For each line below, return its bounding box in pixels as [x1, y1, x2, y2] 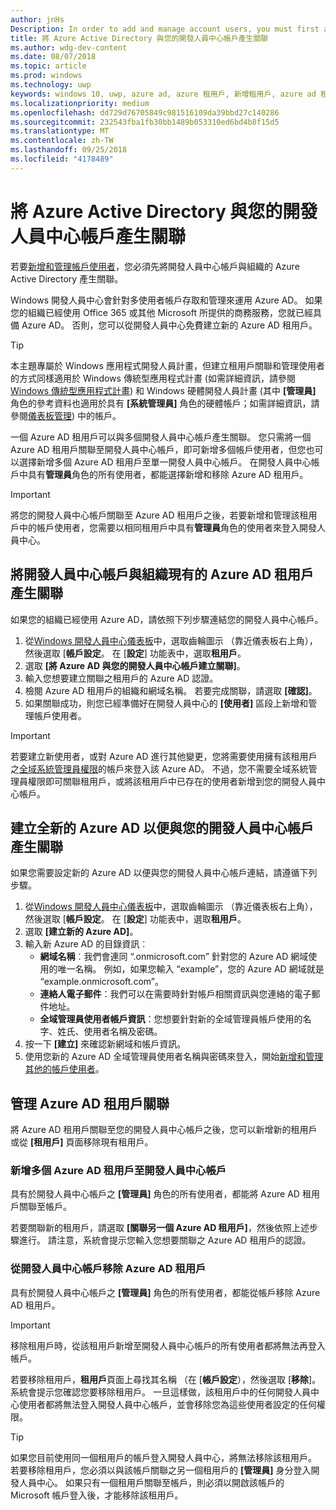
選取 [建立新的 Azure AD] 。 [24, 926, 139, 938]
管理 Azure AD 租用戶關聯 [10, 1095, 170, 1112]
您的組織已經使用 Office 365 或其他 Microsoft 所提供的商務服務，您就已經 [10, 306, 313, 318]
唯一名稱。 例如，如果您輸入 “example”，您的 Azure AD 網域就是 [57, 963, 325, 975]
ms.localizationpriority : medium [10, 98, 150, 108]
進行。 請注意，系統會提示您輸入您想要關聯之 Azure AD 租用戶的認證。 [18, 1234, 312, 1246]
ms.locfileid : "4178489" [10, 154, 114, 164]
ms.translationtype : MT [10, 126, 110, 136]
